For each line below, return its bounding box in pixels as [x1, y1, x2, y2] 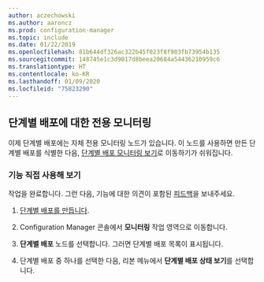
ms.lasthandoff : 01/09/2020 [8, 77, 101, 85]
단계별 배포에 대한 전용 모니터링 [8, 116, 152, 129]
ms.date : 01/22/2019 [8, 41, 76, 49]
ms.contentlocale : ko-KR [8, 70, 90, 78]
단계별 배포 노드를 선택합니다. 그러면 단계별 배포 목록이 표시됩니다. [19, 239, 224, 249]
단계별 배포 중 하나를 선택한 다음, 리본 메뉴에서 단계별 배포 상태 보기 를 [19, 256, 233, 265]
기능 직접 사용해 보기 [8, 170, 81, 181]
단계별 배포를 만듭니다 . [19, 206, 90, 215]
